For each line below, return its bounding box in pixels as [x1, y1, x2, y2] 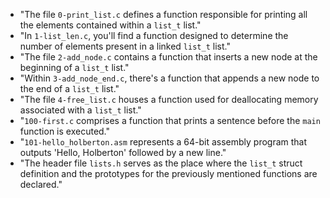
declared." [19, 179, 63, 190]
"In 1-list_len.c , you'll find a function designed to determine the [19, 30, 289, 41]
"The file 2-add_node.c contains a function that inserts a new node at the [19, 51, 318, 63]
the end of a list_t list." [19, 83, 120, 94]
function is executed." [19, 125, 111, 137]
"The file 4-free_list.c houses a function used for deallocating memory [19, 94, 319, 105]
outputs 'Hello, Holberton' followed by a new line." [19, 147, 227, 158]
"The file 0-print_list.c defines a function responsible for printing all [19, 9, 308, 20]
